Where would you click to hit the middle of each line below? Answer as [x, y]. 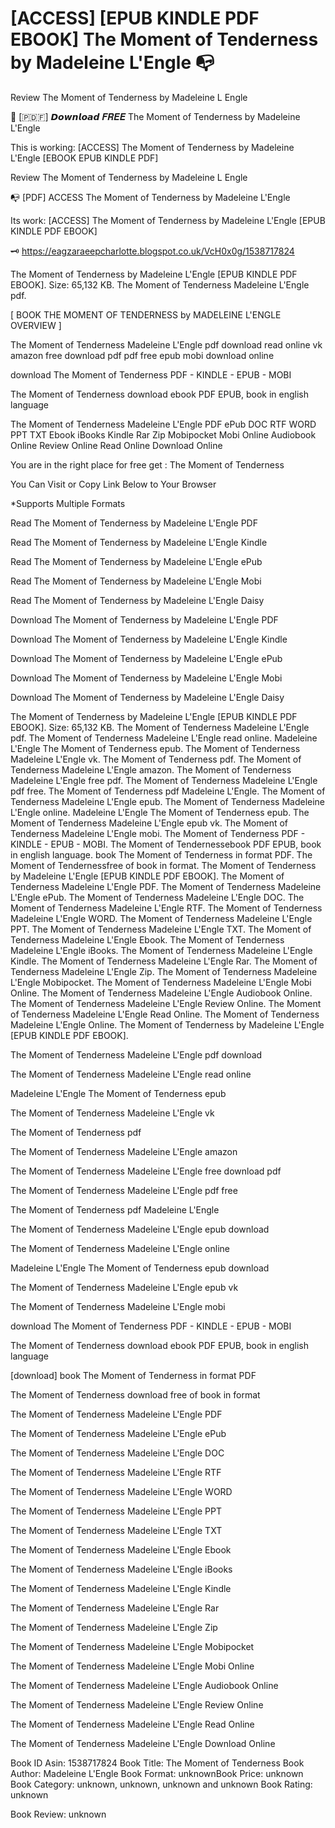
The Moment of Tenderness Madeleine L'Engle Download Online [143, 1743]
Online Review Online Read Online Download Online [116, 445]
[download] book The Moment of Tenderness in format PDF [133, 1375]
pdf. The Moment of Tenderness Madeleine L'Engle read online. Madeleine [164, 738]
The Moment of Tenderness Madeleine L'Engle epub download [140, 1229]
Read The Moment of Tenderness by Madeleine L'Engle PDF [134, 523]
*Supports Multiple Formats [68, 503]
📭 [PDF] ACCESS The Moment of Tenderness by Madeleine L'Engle [150, 197]
